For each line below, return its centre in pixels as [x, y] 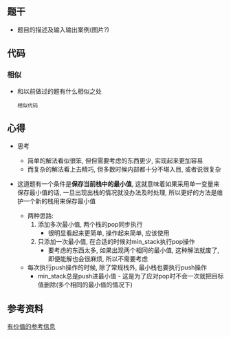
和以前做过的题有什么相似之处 [59, 91]
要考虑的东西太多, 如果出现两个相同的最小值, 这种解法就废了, [134, 250]
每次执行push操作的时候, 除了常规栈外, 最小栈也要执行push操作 [117, 267]
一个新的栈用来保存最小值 [59, 201]
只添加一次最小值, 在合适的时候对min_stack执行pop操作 [116, 242]
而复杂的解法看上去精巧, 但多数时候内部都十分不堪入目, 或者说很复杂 [124, 170]
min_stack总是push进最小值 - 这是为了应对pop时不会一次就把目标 [131, 276]
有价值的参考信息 [31, 327]
